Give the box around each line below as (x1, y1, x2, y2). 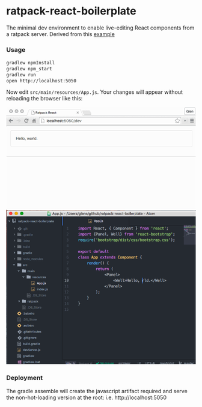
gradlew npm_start (6, 66, 52, 72)
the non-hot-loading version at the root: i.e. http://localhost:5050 (6, 394, 167, 401)
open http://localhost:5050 (6, 78, 77, 84)
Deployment (6, 374, 43, 382)
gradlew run (6, 72, 36, 78)
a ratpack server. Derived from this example (6, 30, 115, 37)
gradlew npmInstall (6, 60, 55, 66)
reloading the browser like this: (6, 95, 83, 102)
